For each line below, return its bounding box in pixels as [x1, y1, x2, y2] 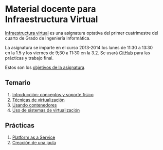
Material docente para [5, 3, 96, 15]
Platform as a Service [12, 134, 55, 140]
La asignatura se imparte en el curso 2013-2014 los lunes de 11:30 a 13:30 [5, 44, 153, 50]
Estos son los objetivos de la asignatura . [5, 64, 86, 70]
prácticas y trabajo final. [5, 55, 54, 61]
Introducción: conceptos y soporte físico [12, 91, 94, 97]
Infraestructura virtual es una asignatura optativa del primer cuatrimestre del [5, 30, 159, 36]
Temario [5, 79, 31, 87]
